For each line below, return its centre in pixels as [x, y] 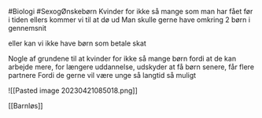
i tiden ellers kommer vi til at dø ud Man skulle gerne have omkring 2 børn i [129, 20]
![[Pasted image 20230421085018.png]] [73, 90]
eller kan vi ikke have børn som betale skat [77, 43]
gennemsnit [28, 28]
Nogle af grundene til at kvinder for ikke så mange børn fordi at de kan [122, 59]
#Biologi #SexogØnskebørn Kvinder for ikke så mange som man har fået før [131, 11]
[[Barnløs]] [26, 106]
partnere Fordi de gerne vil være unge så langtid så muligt [102, 75]
